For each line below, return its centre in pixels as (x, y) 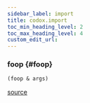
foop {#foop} (30, 64)
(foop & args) (28, 79)
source (18, 92)
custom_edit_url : (33, 40)
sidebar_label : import (40, 14)
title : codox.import (38, 20)
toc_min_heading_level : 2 (45, 27)
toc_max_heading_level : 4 (45, 33)
